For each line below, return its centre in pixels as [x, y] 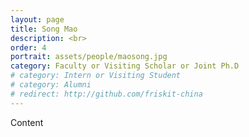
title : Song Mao [44, 29]
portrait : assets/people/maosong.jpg [89, 57]
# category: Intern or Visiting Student [96, 76]
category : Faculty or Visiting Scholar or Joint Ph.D [125, 66]
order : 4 [28, 47]
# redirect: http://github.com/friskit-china [106, 94]
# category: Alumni [51, 85]
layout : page [37, 19]
